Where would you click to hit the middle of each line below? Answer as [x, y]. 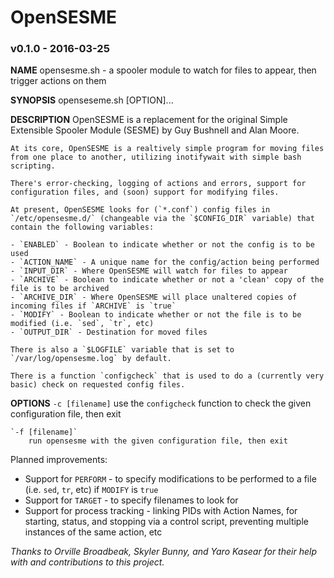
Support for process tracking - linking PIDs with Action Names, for [161, 511]
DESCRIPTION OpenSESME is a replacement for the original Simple [149, 120]
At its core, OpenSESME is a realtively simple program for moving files [167, 149]
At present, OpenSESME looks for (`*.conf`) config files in [140, 210]
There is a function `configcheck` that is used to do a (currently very [167, 376]
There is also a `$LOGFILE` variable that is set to [122, 350]
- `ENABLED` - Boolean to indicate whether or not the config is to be [162, 245]
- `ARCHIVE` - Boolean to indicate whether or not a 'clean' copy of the [167, 280]
